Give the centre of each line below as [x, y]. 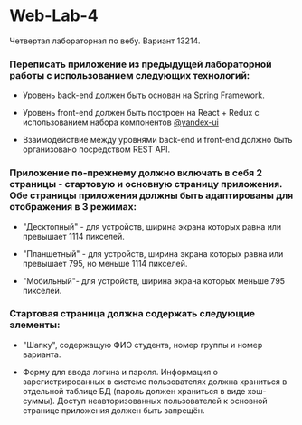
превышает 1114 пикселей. [73, 236]
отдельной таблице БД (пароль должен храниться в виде [134, 391]
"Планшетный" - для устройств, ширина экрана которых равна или [153, 253]
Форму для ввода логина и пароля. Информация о [120, 372]
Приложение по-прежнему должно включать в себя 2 [136, 173]
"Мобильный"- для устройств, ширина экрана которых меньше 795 [154, 280]
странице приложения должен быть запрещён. [113, 410]
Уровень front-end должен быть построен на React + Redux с [141, 113]
